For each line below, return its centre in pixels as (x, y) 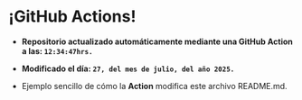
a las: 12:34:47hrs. (57, 50)
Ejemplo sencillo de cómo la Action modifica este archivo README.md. (154, 86)
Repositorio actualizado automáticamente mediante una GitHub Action (157, 41)
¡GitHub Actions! (72, 17)
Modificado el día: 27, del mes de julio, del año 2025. (128, 68)
